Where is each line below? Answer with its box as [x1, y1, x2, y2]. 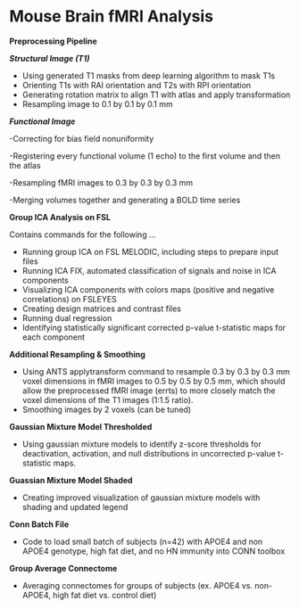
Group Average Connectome [9, 563, 118, 573]
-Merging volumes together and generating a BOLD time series [9, 194, 241, 205]
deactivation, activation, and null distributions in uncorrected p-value [21, 448, 277, 458]
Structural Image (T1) [9, 53, 90, 63]
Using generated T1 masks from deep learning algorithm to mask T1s [21, 70, 276, 81]
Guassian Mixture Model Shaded [9, 474, 133, 485]
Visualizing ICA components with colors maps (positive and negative [21, 284, 275, 295]
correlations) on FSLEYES [21, 293, 118, 304]
